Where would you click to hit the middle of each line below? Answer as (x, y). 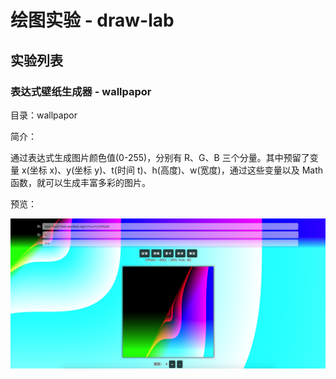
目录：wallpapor (44, 115)
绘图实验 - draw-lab (92, 20)
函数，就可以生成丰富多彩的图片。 (80, 182)
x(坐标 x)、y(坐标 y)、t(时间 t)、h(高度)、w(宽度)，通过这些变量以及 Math (172, 170)
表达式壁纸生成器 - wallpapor (81, 91)
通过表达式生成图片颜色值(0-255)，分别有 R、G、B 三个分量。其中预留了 (160, 157)
